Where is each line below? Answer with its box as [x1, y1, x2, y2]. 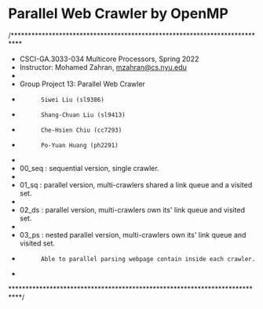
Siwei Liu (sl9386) [40, 96, 104, 104]
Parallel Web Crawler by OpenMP [8, 5, 229, 23]
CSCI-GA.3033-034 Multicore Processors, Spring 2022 [19, 54, 199, 64]
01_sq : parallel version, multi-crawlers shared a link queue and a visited [19, 180, 253, 189]
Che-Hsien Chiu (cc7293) [40, 126, 122, 134]
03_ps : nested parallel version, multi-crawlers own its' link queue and [19, 230, 247, 239]
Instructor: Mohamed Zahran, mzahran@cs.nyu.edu [19, 62, 187, 71]
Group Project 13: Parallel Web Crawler [19, 79, 145, 89]
